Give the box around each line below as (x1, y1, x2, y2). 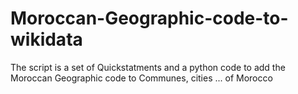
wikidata (10, 28, 83, 51)
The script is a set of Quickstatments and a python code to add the (10, 61, 286, 73)
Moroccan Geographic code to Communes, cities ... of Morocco (10, 72, 273, 84)
